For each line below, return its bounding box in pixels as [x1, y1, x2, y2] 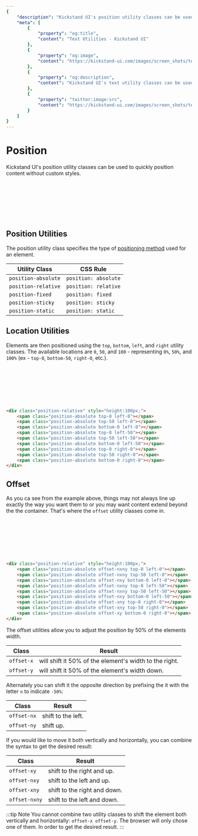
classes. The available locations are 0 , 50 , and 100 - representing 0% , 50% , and [6, 348, 192, 355]
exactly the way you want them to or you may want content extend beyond [6, 501, 187, 508]
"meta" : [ [16, 19, 41, 25]
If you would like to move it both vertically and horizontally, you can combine [6, 736, 192, 743]
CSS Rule [80, 265, 107, 273]
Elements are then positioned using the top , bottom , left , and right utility [6, 341, 184, 349]
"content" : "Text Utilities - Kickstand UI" [37, 36, 149, 42]
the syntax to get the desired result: [6, 743, 93, 750]
